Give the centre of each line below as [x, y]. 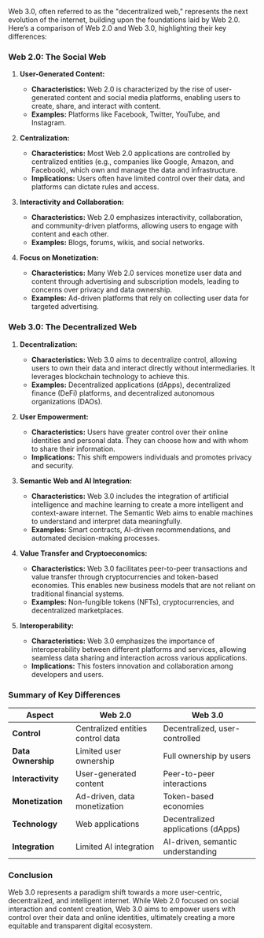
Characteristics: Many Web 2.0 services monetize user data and [136, 273]
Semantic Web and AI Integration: [75, 481]
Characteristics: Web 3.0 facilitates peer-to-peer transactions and [139, 568]
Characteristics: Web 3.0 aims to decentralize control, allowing [134, 359]
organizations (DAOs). [67, 401]
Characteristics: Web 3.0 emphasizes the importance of [123, 641]
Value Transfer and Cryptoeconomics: [83, 553]
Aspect [40, 715]
